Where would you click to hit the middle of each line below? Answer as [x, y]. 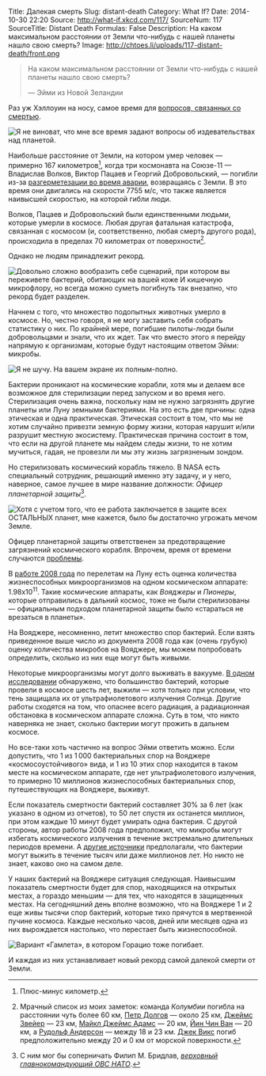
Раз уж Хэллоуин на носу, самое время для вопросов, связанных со [125, 108]
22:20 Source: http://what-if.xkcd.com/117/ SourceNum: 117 [126, 20]
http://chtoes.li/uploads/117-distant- [164, 45]
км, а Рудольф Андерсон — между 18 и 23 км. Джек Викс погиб [128, 1032]
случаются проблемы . [46, 558]
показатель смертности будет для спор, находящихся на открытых [122, 887]
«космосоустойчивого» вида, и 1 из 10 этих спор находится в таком [123, 764]
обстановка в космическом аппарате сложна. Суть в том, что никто [124, 715]
